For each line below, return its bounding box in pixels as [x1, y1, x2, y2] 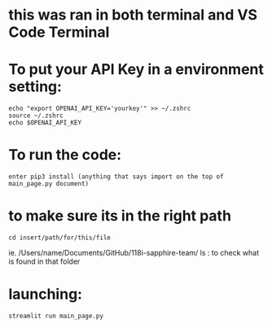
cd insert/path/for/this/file [8, 234, 112, 242]
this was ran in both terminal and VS [8, 6, 258, 24]
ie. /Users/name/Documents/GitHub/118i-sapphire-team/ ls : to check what [8, 248, 260, 257]
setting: [8, 77, 63, 96]
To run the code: [8, 146, 122, 164]
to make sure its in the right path [8, 207, 232, 225]
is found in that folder [8, 256, 81, 266]
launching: [8, 285, 83, 304]
